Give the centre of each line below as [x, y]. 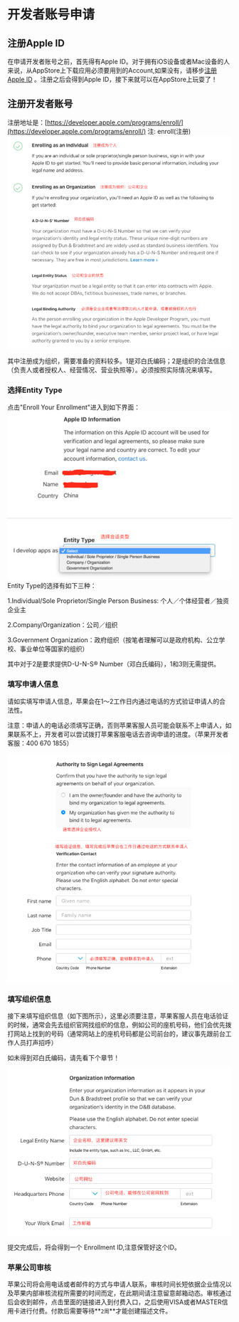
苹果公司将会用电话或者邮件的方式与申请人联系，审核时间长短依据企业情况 [116, 1284]
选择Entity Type [35, 390]
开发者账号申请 [51, 15]
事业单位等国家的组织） [54, 649]
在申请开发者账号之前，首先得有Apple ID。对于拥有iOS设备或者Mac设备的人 [118, 62]
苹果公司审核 [30, 1267]
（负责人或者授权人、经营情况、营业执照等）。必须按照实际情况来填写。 [112, 370]
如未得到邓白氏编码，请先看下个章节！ [63, 1058]
